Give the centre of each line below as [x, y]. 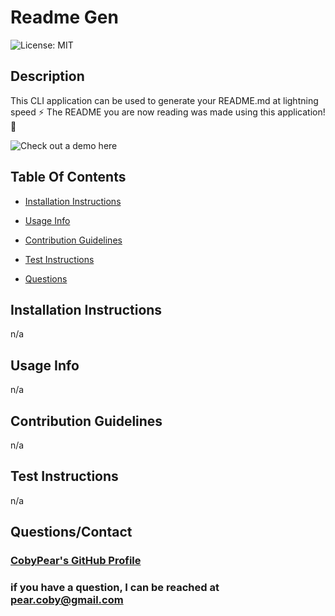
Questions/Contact [71, 532]
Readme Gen [64, 17]
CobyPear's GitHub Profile [76, 561]
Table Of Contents [68, 177]
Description [47, 76]
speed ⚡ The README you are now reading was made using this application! [168, 112]
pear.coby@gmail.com [67, 600]
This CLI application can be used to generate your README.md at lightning [164, 100]
